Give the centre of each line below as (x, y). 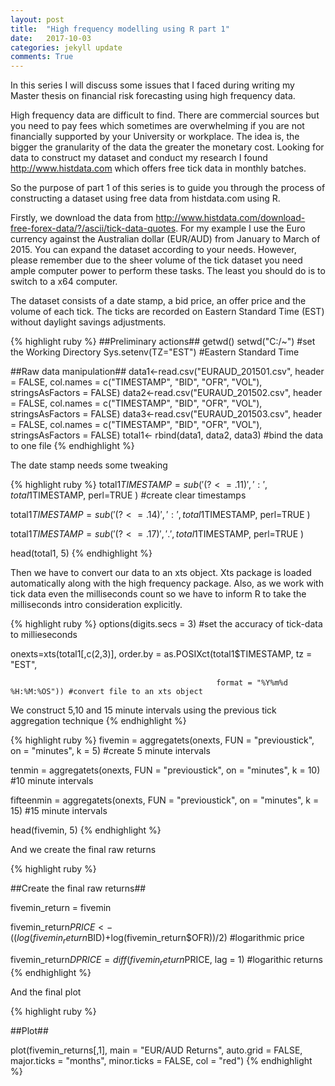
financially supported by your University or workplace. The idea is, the (155, 137)
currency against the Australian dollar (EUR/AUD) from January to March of (165, 239)
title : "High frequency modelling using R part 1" (120, 29)
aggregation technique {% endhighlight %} (98, 721)
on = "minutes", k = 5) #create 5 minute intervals (110, 751)
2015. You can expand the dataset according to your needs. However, (153, 250)
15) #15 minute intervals (59, 811)
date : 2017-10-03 (51, 38)
